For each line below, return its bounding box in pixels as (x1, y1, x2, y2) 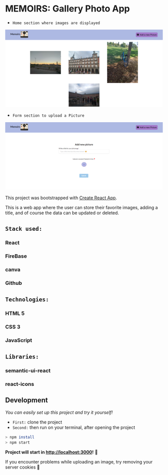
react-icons (5, 381, 34, 388)
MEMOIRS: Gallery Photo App (5, 3, 130, 15)
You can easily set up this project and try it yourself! (5, 409, 113, 415)
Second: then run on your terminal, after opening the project (12, 424, 135, 430)
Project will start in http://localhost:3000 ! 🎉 (5, 449, 98, 455)
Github (5, 279, 22, 286)
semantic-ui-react (5, 367, 51, 374)
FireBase (5, 252, 27, 259)
